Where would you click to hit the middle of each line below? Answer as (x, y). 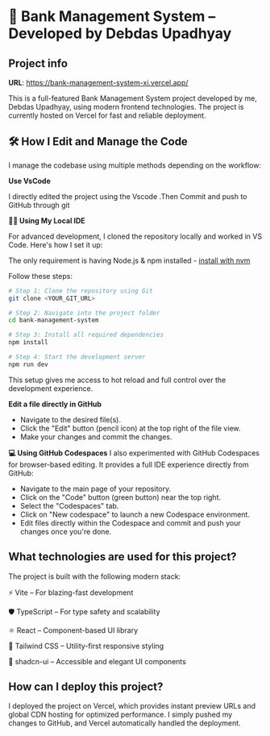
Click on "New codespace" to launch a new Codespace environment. (135, 514)
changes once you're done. (66, 531)
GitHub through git (39, 205)
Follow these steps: (40, 276)
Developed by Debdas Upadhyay (120, 33)
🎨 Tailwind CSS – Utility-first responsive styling (86, 646)
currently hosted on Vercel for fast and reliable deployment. (108, 115)
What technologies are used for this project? (123, 557)
